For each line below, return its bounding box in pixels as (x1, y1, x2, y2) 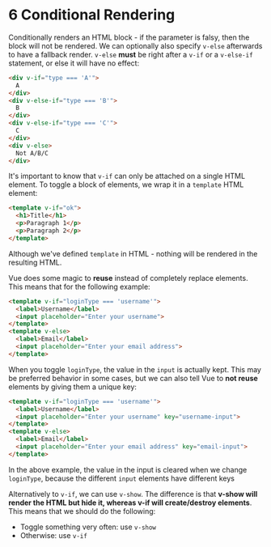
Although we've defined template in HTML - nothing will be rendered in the (8, 248, 258, 258)
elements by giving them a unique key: (8, 382, 138, 392)
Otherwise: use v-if (19, 530, 87, 540)
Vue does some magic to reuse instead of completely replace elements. (8, 273, 248, 282)
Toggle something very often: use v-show (19, 522, 156, 532)
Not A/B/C (15, 149, 49, 157)
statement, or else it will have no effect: (8, 58, 140, 68)
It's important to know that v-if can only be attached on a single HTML (8, 172, 245, 181)
